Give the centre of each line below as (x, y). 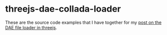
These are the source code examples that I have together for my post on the (83, 22)
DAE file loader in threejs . (31, 27)
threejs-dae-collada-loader (63, 9)
